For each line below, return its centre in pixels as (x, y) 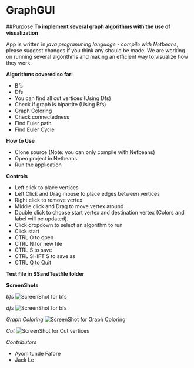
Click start (27, 231)
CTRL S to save (33, 250)
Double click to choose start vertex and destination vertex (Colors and (99, 212)
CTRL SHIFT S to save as (45, 256)
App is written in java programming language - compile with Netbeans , (92, 44)
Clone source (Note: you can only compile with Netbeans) (85, 152)
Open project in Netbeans (46, 158)
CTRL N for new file (39, 243)
